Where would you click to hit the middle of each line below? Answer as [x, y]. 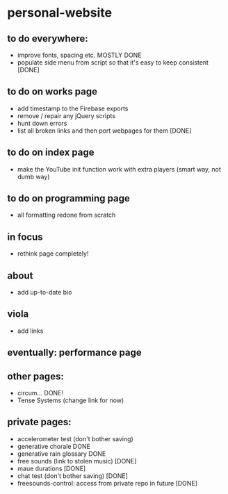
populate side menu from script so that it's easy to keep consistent [113, 63]
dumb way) [33, 176]
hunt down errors [42, 123]
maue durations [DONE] [51, 468]
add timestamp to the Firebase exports [73, 108]
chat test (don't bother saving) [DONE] [73, 476]
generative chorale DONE [54, 446]
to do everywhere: [48, 39]
